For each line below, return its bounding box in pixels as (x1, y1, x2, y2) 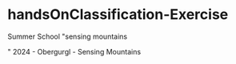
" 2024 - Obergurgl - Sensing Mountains (7, 47, 142, 56)
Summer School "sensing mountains (7, 32, 128, 41)
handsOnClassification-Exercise (7, 6, 229, 24)
